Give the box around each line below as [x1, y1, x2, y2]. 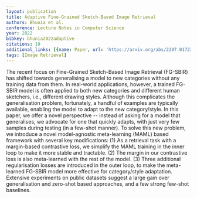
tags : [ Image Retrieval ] [6, 52, 67, 58]
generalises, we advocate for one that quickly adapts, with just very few [6, 118, 180, 125]
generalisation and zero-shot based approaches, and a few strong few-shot [6, 180, 189, 187]
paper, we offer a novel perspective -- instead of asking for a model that [6, 112, 181, 119]
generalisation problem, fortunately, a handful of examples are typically [6, 99, 178, 106]
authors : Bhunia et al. [6, 19, 64, 25]
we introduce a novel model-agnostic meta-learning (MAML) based [6, 130, 169, 138]
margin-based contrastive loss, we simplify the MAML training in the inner [6, 143, 185, 150]
